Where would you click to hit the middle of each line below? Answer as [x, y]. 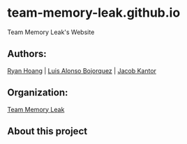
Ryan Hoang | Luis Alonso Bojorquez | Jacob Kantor [82, 70]
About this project [47, 131]
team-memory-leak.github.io [94, 13]
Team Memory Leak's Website [51, 32]
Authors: [27, 54]
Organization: [38, 93]
